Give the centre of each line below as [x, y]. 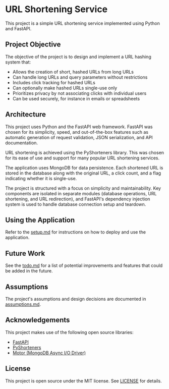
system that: [18, 62]
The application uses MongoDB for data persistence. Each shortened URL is [84, 168]
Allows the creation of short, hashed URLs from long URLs [73, 72]
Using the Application [40, 220]
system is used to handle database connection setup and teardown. [76, 204]
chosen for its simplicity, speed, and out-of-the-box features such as [77, 132]
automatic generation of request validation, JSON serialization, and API [79, 137]
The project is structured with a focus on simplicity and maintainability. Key [83, 188]
